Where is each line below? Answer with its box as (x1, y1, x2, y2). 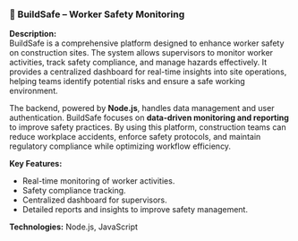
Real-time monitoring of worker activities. (21, 176, 175, 186)
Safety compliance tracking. (21, 185, 127, 196)
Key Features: (9, 159, 63, 169)
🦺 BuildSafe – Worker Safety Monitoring (9, 8, 185, 21)
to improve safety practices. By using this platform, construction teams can (9, 122, 286, 133)
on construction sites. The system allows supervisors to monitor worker (9, 47, 274, 58)
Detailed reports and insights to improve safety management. (21, 204, 249, 215)
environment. (9, 85, 58, 97)
